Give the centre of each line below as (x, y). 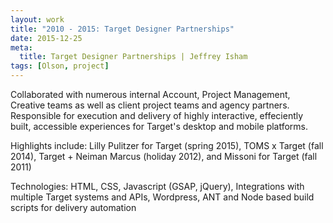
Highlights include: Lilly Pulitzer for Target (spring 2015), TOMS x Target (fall (167, 145)
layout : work (37, 19)
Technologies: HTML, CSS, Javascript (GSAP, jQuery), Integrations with (157, 186)
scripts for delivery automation (73, 207)
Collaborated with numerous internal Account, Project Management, (150, 94)
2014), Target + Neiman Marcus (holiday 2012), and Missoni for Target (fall (164, 156)
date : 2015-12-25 (46, 38)
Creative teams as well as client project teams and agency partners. (150, 105)
